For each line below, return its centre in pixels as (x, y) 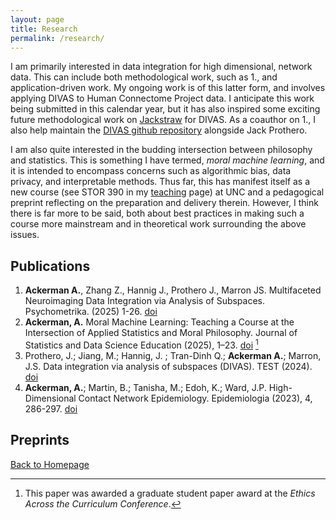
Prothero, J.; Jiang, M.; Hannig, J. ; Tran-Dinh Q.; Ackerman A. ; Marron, (173, 355)
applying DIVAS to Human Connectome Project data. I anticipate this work (162, 98)
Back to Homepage (50, 464)
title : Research (44, 29)
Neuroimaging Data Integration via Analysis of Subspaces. (145, 301)
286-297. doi (51, 408)
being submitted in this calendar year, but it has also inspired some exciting (165, 109)
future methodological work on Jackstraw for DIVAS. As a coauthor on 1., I (163, 120)
